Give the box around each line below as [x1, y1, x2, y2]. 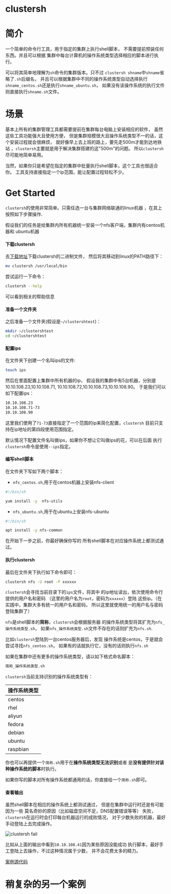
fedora [8, 721, 24, 728]
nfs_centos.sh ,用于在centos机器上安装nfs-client [12, 479, 114, 485]
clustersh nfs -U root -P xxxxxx [5, 579, 77, 585]
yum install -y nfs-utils [5, 498, 63, 503]
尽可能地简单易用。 [5, 152, 46, 158]
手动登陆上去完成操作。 [5, 820, 55, 827]
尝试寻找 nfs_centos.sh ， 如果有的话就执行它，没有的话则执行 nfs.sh [5, 643, 149, 649]
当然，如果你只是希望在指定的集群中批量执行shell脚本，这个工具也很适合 [5, 163, 158, 169]
